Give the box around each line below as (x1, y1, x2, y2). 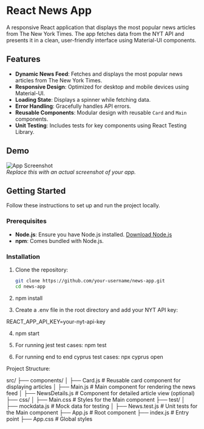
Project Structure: (6, 365, 50, 372)
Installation (6, 252, 41, 261)
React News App (6, 4, 92, 18)
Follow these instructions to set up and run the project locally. (6, 202, 161, 209)
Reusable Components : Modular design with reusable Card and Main (15, 108, 187, 116)
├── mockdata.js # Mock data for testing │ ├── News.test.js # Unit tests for (6, 402, 198, 410)
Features (6, 54, 41, 64)
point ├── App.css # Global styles (6, 415, 93, 422)
